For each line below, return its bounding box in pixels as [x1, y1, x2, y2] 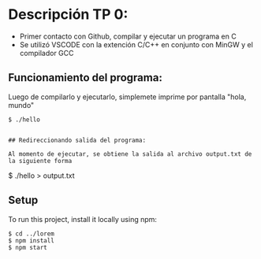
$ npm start [8, 243, 47, 251]
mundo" [8, 100, 35, 109]
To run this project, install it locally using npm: [8, 214, 158, 224]
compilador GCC [19, 48, 74, 57]
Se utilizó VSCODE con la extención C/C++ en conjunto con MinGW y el [19, 39, 254, 49]
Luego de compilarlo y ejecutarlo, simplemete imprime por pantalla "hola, [8, 92, 247, 102]
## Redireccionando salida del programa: [8, 136, 147, 144]
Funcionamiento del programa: [8, 71, 163, 84]
